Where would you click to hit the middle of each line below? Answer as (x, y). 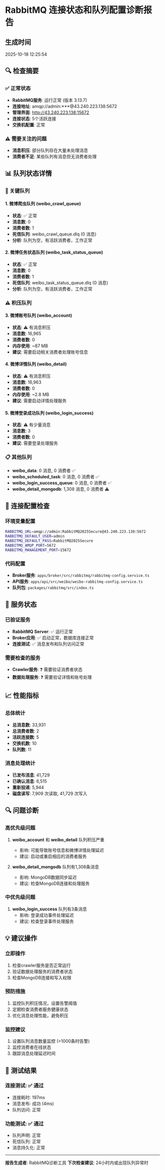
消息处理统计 (20, 763)
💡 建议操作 (21, 938)
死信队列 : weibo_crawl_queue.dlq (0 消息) (54, 234)
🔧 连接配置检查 (27, 506)
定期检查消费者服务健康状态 (40, 1009)
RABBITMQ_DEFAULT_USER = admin (35, 536)
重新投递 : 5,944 (28, 787)
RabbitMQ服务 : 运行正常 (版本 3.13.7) (50, 100)
